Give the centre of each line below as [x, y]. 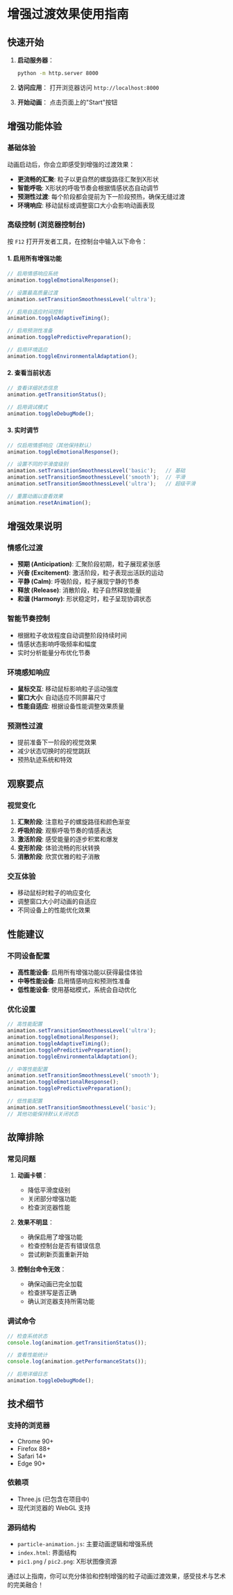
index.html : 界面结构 [47, 1553]
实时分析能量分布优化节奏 [54, 652]
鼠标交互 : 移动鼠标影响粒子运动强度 [68, 689]
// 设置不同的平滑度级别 [38, 464]
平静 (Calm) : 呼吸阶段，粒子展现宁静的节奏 [78, 582]
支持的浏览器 [29, 1425]
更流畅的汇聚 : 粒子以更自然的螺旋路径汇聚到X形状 [88, 179]
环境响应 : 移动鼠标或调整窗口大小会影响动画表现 [86, 205]
